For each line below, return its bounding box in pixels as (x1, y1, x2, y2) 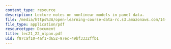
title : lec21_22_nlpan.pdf (5, 31, 63, 36)
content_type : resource (5, 7, 56, 13)
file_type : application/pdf (5, 21, 65, 27)
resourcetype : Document (5, 27, 56, 32)
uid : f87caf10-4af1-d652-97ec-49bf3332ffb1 (5, 36, 99, 41)
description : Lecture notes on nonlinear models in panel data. (5, 12, 145, 17)
